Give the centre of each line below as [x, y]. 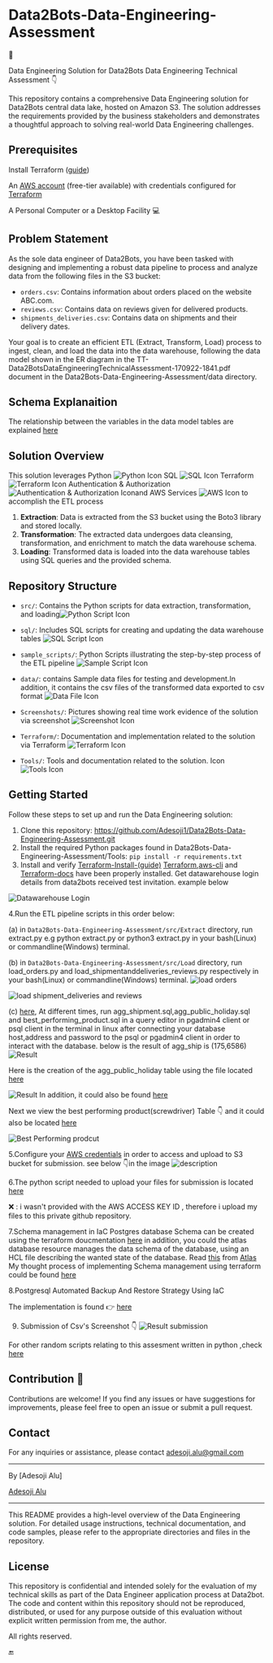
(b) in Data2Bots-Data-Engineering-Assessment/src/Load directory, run [125, 962]
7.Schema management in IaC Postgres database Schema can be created [131, 1231]
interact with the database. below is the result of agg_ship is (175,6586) [128, 1045]
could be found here [43, 1274]
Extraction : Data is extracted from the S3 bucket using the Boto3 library [141, 517]
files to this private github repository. [70, 1216]
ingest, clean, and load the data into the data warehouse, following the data [134, 351]
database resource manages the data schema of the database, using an [129, 1248]
